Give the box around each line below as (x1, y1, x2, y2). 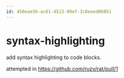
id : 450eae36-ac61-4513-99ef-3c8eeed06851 (6, 8, 112, 15)
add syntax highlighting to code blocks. (6, 54, 102, 61)
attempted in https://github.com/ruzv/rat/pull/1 (6, 65, 119, 72)
